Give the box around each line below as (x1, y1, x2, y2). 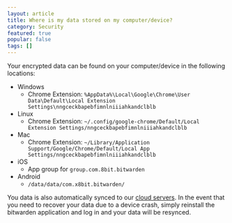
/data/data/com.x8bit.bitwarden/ (27, 181, 125, 188)
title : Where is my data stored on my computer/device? (7, 17, 173, 24)
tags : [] (7, 43, 33, 49)
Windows (17, 83, 45, 91)
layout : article (7, 10, 54, 17)
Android (17, 172, 40, 180)
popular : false (7, 36, 52, 43)
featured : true (7, 29, 52, 37)
